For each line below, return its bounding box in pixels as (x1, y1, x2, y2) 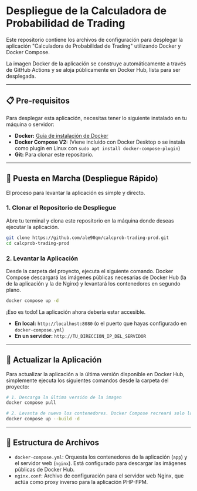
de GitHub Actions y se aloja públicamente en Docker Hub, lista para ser (6, 66, 181, 73)
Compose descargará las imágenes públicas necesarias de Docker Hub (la (6, 274, 186, 281)
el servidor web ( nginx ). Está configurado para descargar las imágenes (14, 459, 186, 466)
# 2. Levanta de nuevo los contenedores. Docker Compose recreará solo (6, 410, 185, 416)
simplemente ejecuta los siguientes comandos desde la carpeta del (6, 377, 169, 384)
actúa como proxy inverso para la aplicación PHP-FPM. (14, 478, 148, 485)
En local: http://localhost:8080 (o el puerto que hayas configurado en (14, 320, 187, 327)
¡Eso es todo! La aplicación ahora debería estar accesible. (6, 308, 146, 316)
